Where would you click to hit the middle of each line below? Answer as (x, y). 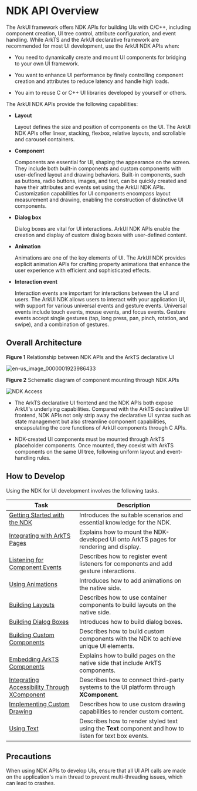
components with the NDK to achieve (130, 639)
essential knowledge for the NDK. (125, 522)
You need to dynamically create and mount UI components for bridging (100, 57)
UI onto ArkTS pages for (143, 539)
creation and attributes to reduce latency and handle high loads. (92, 81)
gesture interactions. (108, 571)
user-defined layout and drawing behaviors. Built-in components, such (100, 174)
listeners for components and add (125, 563)
